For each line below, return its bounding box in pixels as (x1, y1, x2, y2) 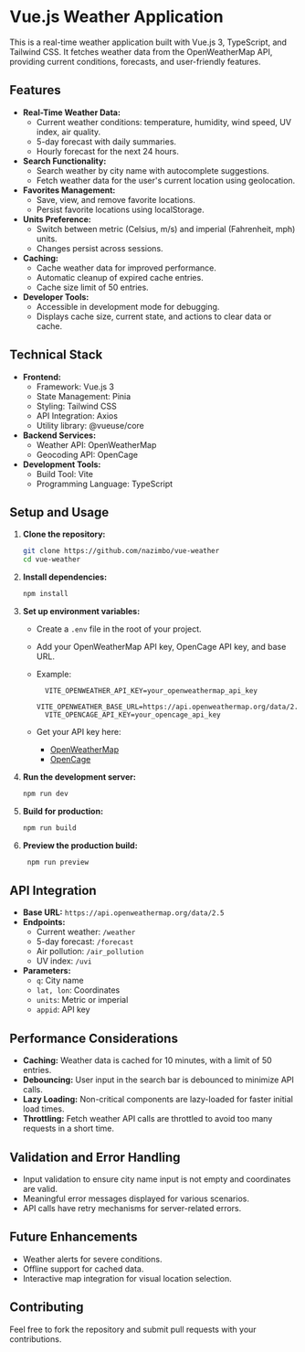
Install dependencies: (22, 571, 108, 582)
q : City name (36, 975, 84, 986)
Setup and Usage (9, 505, 110, 520)
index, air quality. (36, 126, 101, 137)
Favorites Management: (22, 185, 116, 196)
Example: (36, 669, 71, 679)
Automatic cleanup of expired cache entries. (36, 271, 204, 282)
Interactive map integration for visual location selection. (22, 1272, 233, 1283)
